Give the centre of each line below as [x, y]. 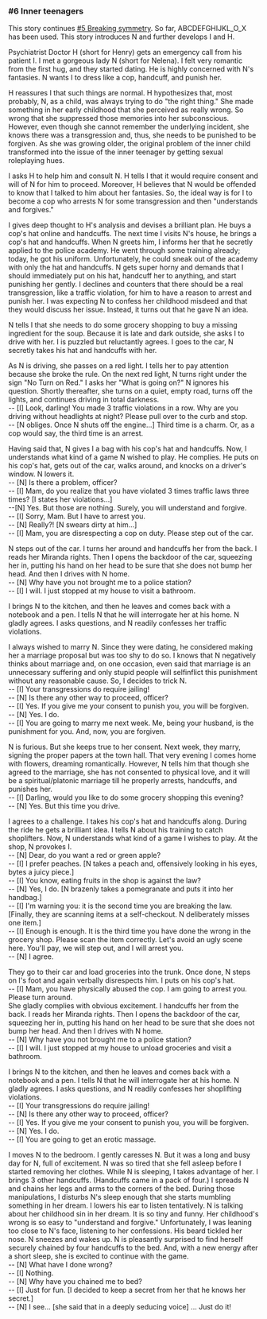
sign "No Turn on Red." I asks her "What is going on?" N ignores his [118, 382]
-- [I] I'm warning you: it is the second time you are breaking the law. [120, 906]
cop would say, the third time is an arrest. [76, 433]
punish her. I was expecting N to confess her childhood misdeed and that [128, 301]
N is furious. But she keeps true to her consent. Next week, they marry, [124, 747]
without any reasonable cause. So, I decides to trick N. [98, 681]
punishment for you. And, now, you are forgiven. [87, 731]
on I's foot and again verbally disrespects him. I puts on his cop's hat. [122, 980]
